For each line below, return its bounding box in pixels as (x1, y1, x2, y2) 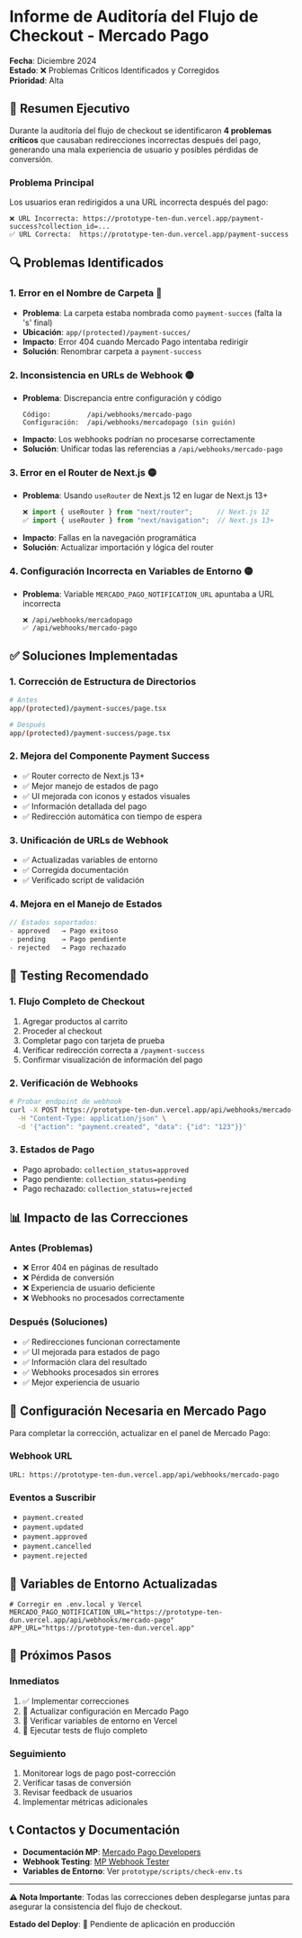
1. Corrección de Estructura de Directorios (9, 675, 197, 687)
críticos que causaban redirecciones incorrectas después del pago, (9, 134, 262, 145)
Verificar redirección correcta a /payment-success (22, 1044, 205, 1055)
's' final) (22, 317, 53, 328)
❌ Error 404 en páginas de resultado (22, 1262, 159, 1273)
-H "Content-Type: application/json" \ (17, 1114, 167, 1123)
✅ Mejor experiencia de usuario (22, 1377, 140, 1388)
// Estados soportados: (9, 918, 99, 927)
